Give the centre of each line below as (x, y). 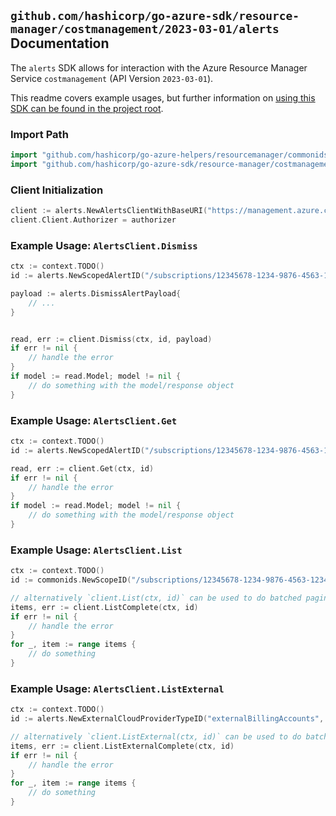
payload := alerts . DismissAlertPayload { (96, 293)
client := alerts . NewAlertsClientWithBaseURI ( (109, 211)
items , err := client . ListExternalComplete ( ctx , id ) (122, 746)
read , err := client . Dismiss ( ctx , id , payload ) (111, 339)
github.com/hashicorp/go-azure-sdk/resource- (155, 16)
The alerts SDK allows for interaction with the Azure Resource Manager (159, 67)
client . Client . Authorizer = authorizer (93, 220)
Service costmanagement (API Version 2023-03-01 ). (112, 78)
